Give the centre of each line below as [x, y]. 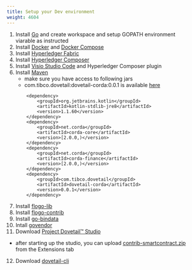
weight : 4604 [23, 17]
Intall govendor [34, 225]
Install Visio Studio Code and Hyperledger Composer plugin [89, 66]
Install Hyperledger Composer [52, 60]
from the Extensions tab [45, 249]
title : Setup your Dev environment [51, 12]
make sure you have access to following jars [78, 79]
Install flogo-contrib [40, 212]
